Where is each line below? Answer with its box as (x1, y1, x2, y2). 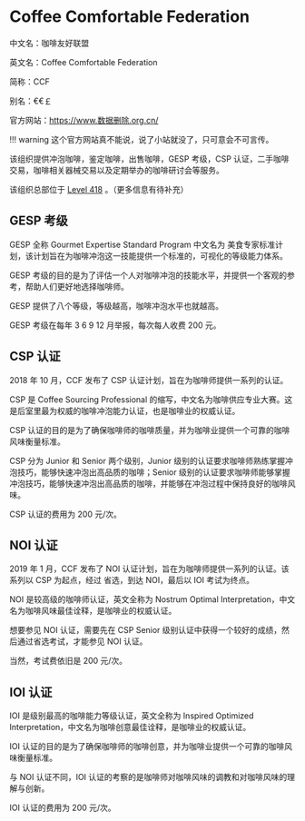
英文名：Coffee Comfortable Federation (9, 56, 158, 67)
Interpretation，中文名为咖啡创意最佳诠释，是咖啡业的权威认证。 (9, 722, 251, 733)
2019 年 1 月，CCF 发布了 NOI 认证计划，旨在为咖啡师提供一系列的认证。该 (9, 563, 290, 574)
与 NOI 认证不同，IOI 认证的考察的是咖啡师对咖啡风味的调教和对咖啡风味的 (9, 772, 288, 783)
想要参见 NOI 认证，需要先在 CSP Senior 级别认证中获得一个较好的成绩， (9, 625, 282, 636)
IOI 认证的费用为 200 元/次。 (9, 802, 116, 814)
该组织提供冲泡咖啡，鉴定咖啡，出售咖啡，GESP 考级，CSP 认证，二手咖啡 (9, 153, 290, 164)
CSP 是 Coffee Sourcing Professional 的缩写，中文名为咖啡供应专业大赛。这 (9, 393, 293, 405)
